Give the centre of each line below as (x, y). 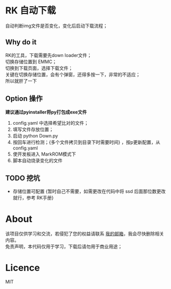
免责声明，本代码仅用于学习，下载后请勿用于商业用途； (64, 246)
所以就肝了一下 (21, 81)
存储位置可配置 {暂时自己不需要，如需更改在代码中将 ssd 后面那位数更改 (89, 191)
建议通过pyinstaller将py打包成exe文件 (46, 112)
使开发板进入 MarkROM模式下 (44, 154)
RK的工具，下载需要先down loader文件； (49, 55)
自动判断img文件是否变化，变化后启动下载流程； (56, 26)
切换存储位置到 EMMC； (31, 62)
